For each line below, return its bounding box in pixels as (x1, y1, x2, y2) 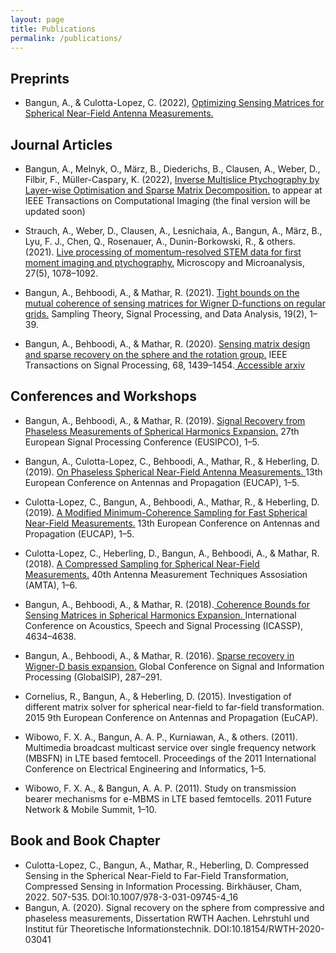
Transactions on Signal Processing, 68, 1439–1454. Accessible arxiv (24, 359, 306, 371)
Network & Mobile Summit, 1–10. (24, 803, 158, 815)
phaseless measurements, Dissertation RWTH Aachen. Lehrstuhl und (24, 912, 310, 924)
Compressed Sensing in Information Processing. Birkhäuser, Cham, (24, 880, 303, 892)
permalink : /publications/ (10, 33, 123, 43)
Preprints (10, 70, 70, 87)
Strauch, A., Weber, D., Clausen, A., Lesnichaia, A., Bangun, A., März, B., (24, 225, 323, 236)
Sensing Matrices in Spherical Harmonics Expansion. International (24, 609, 297, 621)
